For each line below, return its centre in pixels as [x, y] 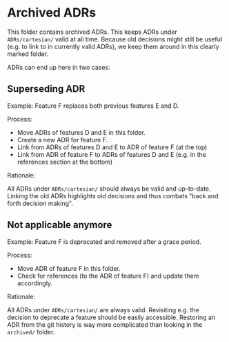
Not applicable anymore [60, 225]
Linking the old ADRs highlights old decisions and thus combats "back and [113, 196]
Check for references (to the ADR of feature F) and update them [108, 276]
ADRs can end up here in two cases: [59, 67]
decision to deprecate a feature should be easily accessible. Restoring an [111, 317]
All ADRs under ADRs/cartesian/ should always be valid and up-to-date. [109, 189]
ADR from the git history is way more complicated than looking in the [105, 324]
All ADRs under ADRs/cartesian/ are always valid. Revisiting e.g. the [103, 310]
